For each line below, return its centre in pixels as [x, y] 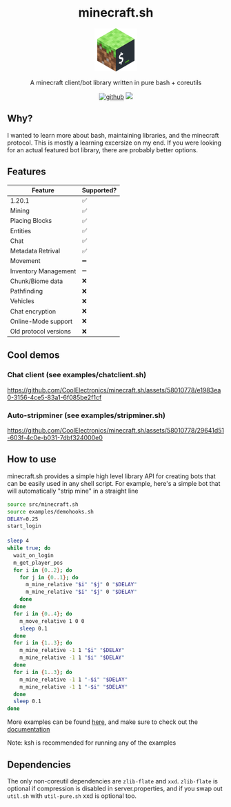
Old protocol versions [40, 332]
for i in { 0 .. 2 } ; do [43, 570]
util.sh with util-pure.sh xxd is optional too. [72, 796]
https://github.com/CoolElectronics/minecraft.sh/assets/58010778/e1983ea [114, 390]
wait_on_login [33, 555]
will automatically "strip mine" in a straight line [73, 491]
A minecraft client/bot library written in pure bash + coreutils [116, 82]
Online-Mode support [41, 321]
